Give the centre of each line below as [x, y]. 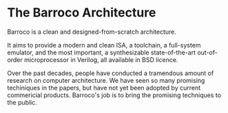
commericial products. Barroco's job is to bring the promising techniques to [114, 95]
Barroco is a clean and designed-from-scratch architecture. [92, 32]
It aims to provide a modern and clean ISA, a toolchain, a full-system [104, 45]
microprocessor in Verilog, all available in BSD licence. [101, 59]
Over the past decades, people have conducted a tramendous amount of [111, 73]
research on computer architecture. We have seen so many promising [106, 80]
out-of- [208, 52]
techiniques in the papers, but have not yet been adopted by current [104, 88]
